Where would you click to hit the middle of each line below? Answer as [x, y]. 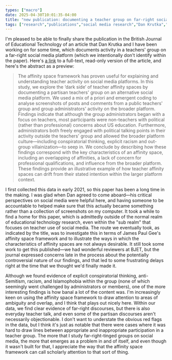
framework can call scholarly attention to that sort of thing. [67, 352]
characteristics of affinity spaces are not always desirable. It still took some [85, 244]
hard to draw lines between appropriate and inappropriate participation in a [84, 330]
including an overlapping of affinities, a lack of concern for [80, 158]
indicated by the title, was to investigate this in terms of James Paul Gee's [83, 233]
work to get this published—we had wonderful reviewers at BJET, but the [82, 250]
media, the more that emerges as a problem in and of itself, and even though [86, 341]
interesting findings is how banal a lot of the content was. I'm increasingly [83, 292]
